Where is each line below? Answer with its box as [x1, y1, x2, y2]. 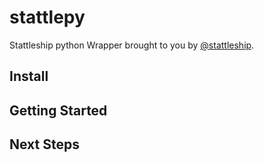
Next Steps [9, 136, 80, 153]
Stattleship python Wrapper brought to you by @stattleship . [9, 39, 255, 51]
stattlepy [9, 6, 86, 29]
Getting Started [9, 102, 108, 119]
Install [9, 68, 49, 85]
